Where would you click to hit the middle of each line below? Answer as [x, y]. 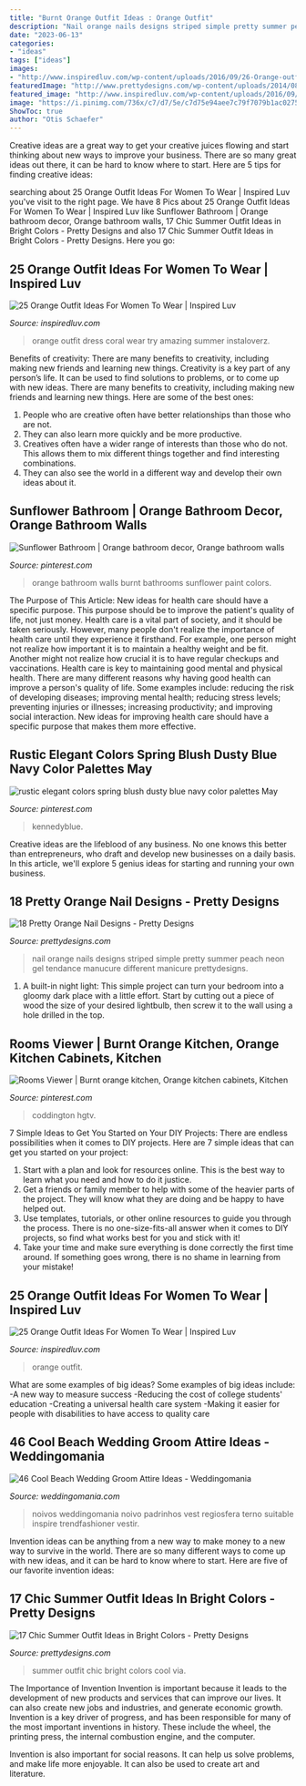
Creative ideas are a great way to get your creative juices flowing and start [149, 146]
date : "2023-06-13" [46, 35]
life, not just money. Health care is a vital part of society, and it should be [146, 620]
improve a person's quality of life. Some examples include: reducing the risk [152, 687]
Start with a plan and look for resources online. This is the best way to [153, 1170]
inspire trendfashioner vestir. [86, 1524]
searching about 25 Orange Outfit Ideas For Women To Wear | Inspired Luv [150, 192]
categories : [32, 43]
